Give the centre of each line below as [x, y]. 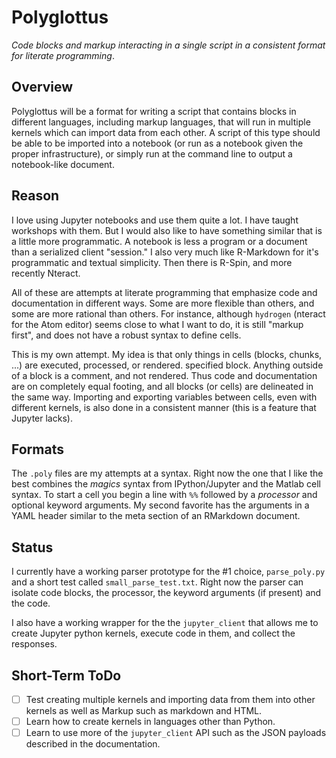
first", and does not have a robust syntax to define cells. [126, 335]
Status [32, 547]
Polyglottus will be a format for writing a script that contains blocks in [154, 111]
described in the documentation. [93, 744]
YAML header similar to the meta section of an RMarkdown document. [156, 516]
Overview [42, 87]
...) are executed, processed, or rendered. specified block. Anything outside [167, 365]
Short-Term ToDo [66, 675]
